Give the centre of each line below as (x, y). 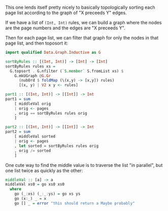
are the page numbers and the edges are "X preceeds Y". (65, 28)
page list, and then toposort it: (37, 43)
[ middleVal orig (33, 103)
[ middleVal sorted (35, 136)
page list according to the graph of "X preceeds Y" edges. (66, 13)
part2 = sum (18, 132)
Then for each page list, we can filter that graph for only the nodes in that (82, 38)
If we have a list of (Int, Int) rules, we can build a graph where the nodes (83, 23)
